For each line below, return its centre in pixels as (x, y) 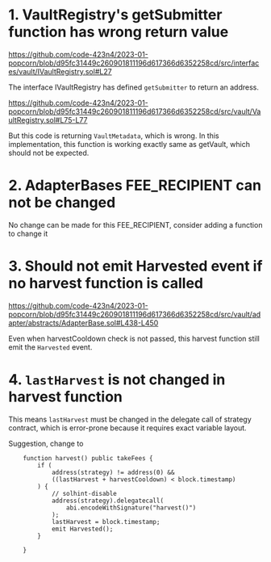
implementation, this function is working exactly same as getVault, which (129, 144)
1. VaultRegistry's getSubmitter (115, 15)
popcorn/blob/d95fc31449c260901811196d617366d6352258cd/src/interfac (134, 63)
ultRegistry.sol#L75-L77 (48, 120)
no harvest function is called (106, 283)
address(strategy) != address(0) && (113, 472)
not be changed (62, 203)
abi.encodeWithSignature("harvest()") (131, 507)
